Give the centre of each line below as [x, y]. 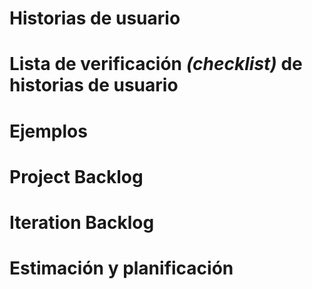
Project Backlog [76, 176]
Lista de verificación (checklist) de [156, 64]
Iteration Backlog [82, 222]
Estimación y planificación [121, 268]
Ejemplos [48, 131]
